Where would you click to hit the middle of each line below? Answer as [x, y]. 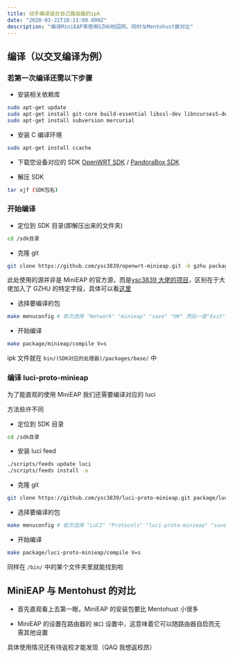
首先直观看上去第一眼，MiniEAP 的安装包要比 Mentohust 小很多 [108, 609]
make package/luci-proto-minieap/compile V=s [74, 552]
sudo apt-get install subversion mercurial [71, 120]
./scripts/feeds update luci [49, 464]
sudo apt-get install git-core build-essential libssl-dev [94, 114]
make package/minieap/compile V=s [57, 344]
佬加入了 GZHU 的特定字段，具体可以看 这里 [69, 288]
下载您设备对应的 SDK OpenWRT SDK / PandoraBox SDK [98, 162]
